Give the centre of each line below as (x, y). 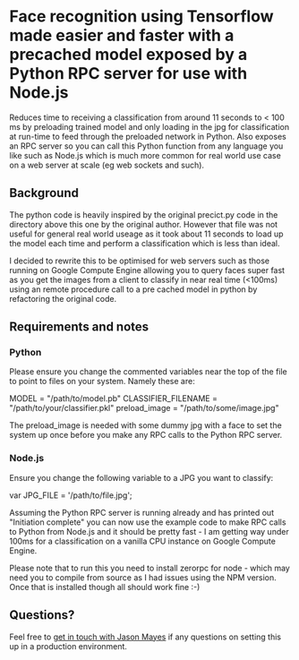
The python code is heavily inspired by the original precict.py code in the (144, 214)
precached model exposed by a (128, 55)
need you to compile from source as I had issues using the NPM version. (143, 577)
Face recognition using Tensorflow (142, 17)
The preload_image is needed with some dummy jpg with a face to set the (145, 425)
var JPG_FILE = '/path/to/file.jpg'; (71, 495)
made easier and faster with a (122, 35)
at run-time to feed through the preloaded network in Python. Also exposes (148, 136)
